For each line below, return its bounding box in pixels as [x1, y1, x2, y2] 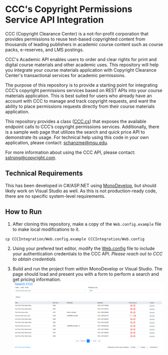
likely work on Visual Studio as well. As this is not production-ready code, [5, 188, 157, 194]
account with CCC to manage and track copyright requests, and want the [5, 98, 156, 104]
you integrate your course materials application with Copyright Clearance [5, 67, 157, 73]
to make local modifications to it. [12, 226, 80, 232]
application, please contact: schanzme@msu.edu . [5, 139, 109, 146]
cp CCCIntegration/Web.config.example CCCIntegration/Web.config [5, 236, 144, 241]
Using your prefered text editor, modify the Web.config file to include [12, 245, 155, 251]
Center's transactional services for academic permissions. [5, 72, 126, 78]
